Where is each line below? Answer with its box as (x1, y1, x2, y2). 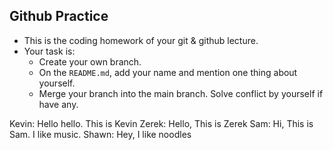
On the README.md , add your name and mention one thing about (38, 66, 298, 78)
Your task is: (23, 45, 76, 57)
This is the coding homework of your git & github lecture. (23, 34, 259, 46)
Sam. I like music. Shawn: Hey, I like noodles (9, 128, 192, 140)
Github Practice (9, 8, 109, 25)
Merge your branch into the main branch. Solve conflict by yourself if (38, 87, 324, 99)
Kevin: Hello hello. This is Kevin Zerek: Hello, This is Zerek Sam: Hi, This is (9, 117, 314, 129)
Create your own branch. (38, 55, 142, 68)
